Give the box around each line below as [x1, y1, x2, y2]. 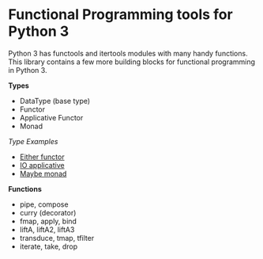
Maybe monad [19, 169, 67, 178]
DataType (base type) [19, 96, 91, 105]
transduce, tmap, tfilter [19, 233, 95, 242]
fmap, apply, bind [19, 216, 77, 226]
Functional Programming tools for [8, 6, 233, 24]
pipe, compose [19, 200, 69, 209]
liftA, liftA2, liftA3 [19, 224, 75, 234]
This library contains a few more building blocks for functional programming [8, 57, 255, 67]
